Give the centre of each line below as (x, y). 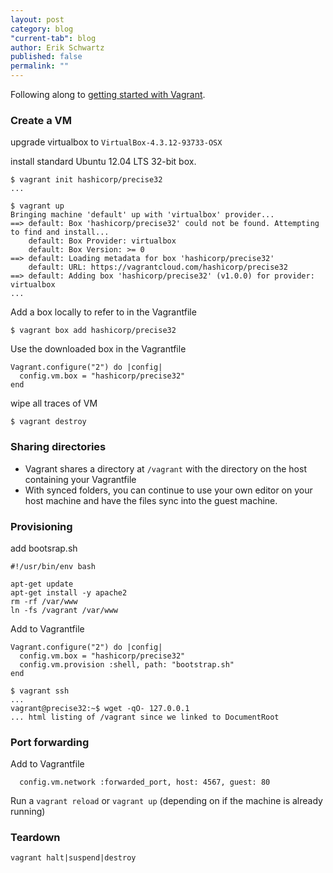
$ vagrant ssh (40, 691)
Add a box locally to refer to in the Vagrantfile (103, 312)
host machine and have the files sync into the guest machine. (151, 500)
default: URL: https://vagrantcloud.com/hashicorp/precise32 (158, 267)
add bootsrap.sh (44, 548)
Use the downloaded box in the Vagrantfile (98, 349)
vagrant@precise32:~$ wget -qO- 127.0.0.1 (100, 708)
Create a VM (41, 120)
